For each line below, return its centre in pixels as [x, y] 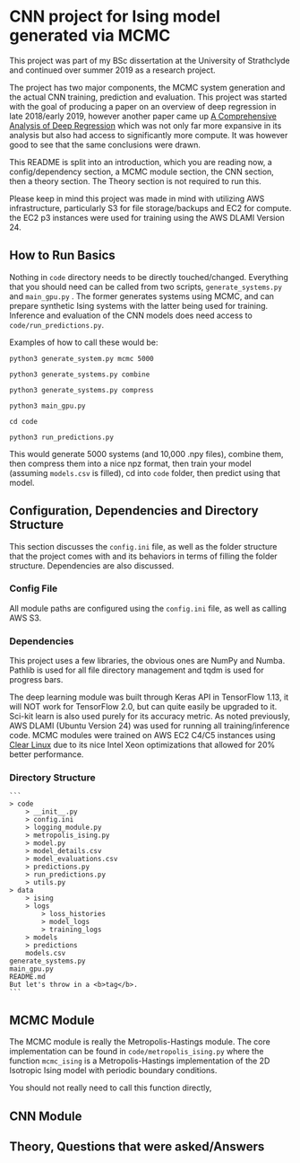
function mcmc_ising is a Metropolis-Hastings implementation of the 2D [140, 1061]
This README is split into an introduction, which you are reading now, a [141, 162]
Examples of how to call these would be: [84, 342]
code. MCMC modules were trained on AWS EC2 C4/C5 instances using [142, 736]
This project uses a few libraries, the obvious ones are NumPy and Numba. [147, 661]
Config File [34, 588]
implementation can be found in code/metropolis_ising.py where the [137, 1052]
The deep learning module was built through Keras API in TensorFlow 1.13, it [149, 697]
